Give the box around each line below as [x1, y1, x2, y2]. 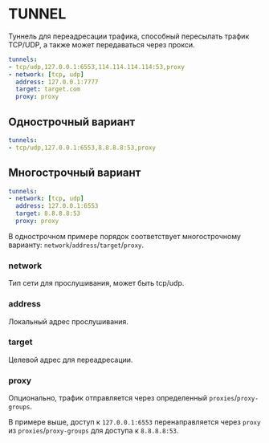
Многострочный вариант [8, 166, 141, 180]
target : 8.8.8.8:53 [15, 209, 81, 217]
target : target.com [15, 85, 81, 93]
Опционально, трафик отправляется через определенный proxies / [8, 393, 238, 403]
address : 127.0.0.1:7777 [15, 78, 99, 86]
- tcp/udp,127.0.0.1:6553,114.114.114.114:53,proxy [8, 63, 185, 71]
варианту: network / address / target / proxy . [8, 240, 145, 250]
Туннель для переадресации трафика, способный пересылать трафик [8, 31, 250, 41]
